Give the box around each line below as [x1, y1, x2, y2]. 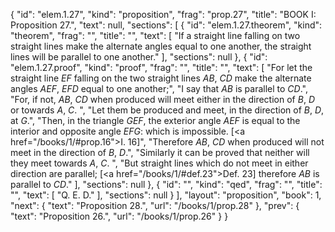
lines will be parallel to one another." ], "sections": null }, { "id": [10, 51, 268, 63]
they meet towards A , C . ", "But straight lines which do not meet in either [10, 157, 309, 169]
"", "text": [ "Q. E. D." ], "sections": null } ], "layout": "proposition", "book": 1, [10, 189, 322, 201]
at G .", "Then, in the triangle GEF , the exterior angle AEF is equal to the [10, 115, 301, 126]
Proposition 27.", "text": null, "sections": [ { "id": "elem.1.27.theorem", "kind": [10, 19, 323, 31]
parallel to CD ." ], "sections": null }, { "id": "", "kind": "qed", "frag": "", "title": [10, 179, 323, 190]
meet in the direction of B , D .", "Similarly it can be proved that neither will [10, 147, 310, 158]
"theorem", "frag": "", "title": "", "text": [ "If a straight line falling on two [10, 30, 301, 41]
